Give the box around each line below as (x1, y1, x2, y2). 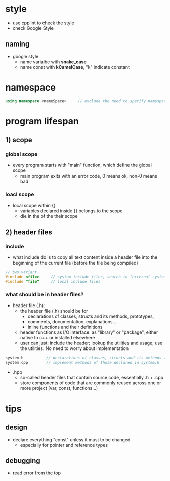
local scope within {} (12, 202, 56, 208)
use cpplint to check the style (12, 20, 74, 26)
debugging (5, 456, 40, 465)
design (5, 423, 28, 431)
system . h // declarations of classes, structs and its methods (5, 355, 162, 361)
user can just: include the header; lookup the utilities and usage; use (20, 340, 163, 346)
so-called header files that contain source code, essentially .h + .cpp (20, 375, 163, 381)
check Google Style (12, 25, 54, 31)
